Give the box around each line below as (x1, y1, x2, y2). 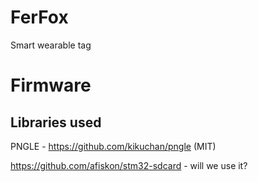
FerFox (10, 6, 69, 29)
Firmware (10, 74, 92, 97)
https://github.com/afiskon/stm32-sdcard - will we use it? (10, 159, 248, 171)
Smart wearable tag (10, 39, 92, 51)
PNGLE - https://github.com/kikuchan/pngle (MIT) (10, 140, 217, 152)
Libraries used (10, 114, 102, 131)
